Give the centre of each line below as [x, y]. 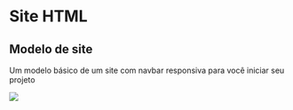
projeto [22, 80]
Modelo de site [51, 49]
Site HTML [48, 16]
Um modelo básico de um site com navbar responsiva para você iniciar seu [147, 70]
